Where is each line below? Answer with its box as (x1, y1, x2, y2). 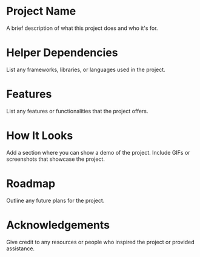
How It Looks (6, 129, 73, 143)
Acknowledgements (6, 218, 110, 232)
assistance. (6, 245, 35, 252)
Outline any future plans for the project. (6, 197, 105, 204)
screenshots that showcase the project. (6, 155, 105, 163)
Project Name (6, 4, 76, 18)
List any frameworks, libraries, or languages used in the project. (6, 66, 165, 73)
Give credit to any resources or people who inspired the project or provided (6, 238, 195, 245)
